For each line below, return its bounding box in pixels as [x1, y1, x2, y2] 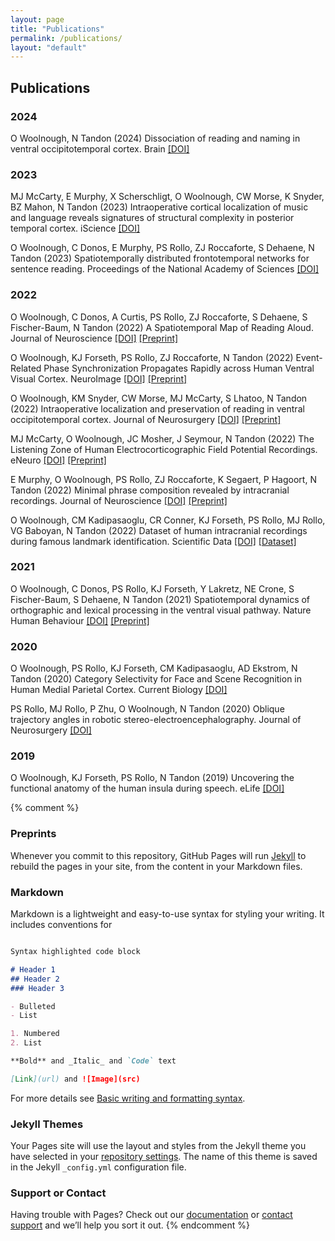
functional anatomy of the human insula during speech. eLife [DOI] [10, 782, 285, 795]
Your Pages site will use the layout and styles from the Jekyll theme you [10, 1140, 307, 1152]
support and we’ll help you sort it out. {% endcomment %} [10, 1219, 250, 1231]
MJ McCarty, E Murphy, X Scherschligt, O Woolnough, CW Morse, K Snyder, [10, 191, 325, 203]
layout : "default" [10, 42, 87, 53]
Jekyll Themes [10, 1117, 84, 1131]
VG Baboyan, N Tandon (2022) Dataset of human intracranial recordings [10, 524, 308, 536]
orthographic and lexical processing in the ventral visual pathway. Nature [10, 604, 312, 616]
